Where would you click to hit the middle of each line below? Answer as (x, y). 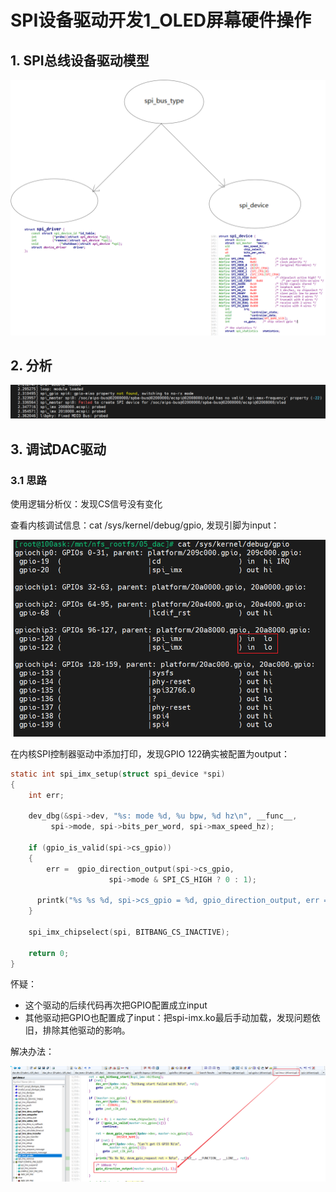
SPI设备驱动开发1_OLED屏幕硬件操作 (161, 20)
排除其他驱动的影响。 (86, 1030)
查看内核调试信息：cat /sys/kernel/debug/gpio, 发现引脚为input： (145, 525)
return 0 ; (49, 953)
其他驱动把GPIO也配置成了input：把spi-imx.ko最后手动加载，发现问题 (168, 1018)
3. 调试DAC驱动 (58, 449)
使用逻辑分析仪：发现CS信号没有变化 (86, 504)
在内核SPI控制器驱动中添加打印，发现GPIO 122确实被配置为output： (150, 753)
